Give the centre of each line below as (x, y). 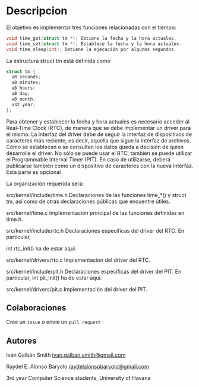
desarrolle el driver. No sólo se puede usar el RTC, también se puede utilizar (99, 153)
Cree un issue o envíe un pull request (53, 322)
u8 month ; (23, 99)
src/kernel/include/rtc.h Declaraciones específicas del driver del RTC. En (95, 230)
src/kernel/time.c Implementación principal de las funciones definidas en (95, 212)
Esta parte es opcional (34, 172)
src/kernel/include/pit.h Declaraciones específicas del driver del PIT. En (94, 271)
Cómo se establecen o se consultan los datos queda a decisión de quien (95, 147)
